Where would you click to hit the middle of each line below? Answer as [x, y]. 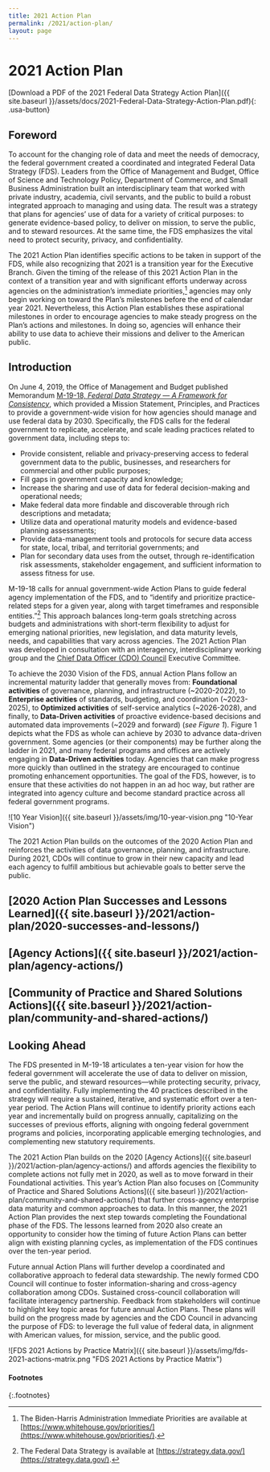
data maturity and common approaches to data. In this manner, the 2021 [128, 1208]
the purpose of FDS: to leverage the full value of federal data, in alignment [131, 1327]
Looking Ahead [47, 1045]
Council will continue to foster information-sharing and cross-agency [123, 1284]
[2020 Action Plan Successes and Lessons [118, 901]
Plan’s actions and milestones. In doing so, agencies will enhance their [125, 325]
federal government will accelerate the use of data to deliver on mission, [128, 1073]
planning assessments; [58, 530]
